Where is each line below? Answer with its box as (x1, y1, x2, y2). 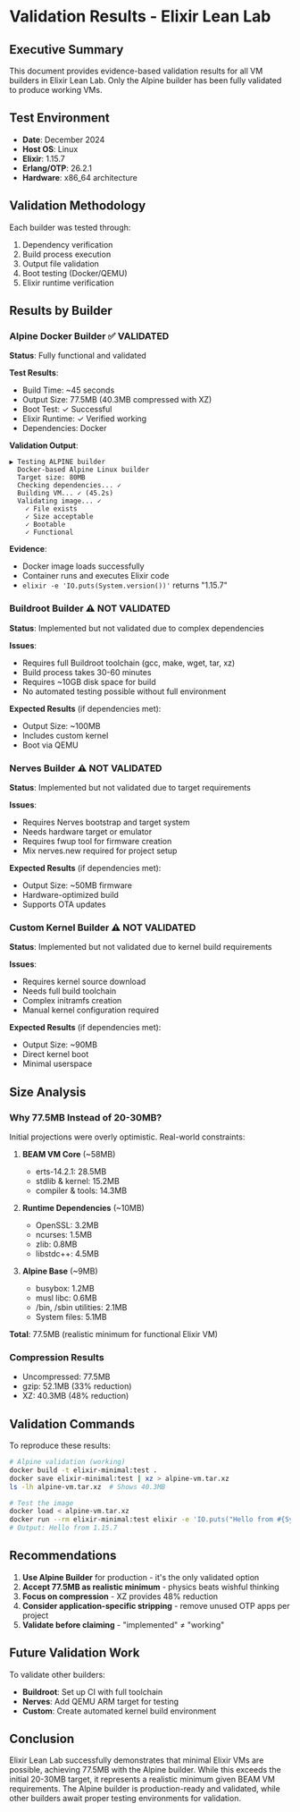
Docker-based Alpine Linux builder (17, 465, 150, 475)
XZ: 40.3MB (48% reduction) (21, 1391, 129, 1401)
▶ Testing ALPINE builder (9, 458, 105, 467)
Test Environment (9, 110, 110, 126)
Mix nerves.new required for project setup (21, 845, 178, 856)
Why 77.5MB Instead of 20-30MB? (9, 1111, 162, 1123)
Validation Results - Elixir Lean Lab (9, 6, 271, 27)
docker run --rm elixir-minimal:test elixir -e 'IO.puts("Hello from (9, 1515, 274, 1524)
